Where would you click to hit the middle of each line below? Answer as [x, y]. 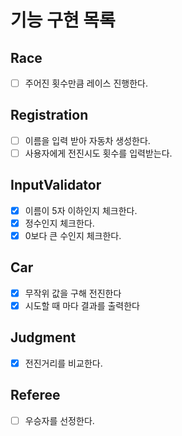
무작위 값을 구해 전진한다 [73, 293]
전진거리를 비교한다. [63, 363]
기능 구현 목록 [63, 20]
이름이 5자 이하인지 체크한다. [81, 210]
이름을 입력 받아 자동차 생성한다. [87, 140]
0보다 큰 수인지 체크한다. [73, 235]
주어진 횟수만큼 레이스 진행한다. [86, 83]
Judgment [43, 337]
